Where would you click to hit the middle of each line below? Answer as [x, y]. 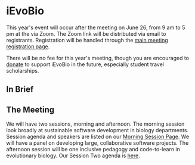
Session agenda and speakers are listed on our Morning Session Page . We [98, 137]
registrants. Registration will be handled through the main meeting [87, 40]
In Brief [20, 90]
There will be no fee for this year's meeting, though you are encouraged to [98, 58]
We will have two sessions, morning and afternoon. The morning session [95, 124]
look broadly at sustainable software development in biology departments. [97, 130]
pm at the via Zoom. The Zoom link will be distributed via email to [86, 33]
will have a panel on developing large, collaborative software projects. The [97, 143]
